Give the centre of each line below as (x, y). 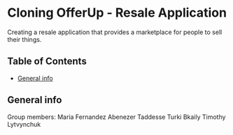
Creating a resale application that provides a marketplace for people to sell (115, 32)
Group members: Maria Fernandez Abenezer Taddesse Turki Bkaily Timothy (116, 117)
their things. (24, 39)
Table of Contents (47, 62)
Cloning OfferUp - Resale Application (117, 13)
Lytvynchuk (24, 124)
